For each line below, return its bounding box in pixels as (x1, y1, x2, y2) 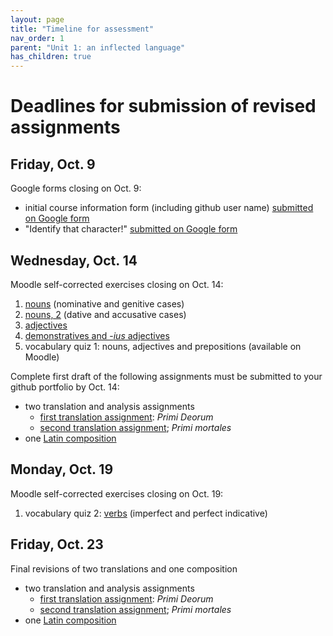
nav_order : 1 (10, 33, 65, 43)
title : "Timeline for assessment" (10, 24, 155, 34)
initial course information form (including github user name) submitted (24, 202, 314, 214)
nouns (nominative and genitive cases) (24, 297, 185, 310)
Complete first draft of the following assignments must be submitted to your (10, 370, 323, 382)
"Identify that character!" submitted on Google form (24, 223, 238, 235)
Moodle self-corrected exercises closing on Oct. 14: (10, 278, 224, 290)
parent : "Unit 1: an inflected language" (10, 42, 186, 53)
